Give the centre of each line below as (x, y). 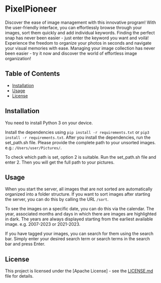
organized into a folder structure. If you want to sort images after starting (78, 194)
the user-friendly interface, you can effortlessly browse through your (73, 27)
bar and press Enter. (25, 244)
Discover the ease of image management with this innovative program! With (80, 22)
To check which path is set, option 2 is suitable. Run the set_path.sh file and (80, 157)
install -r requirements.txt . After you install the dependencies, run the (78, 137)
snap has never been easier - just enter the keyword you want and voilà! (77, 38)
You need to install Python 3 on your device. (49, 123)
